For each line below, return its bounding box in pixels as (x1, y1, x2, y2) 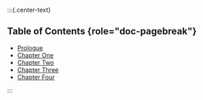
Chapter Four (17, 73, 55, 81)
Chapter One (17, 51, 54, 59)
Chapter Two (17, 58, 54, 66)
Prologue (17, 44, 43, 52)
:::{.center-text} (7, 6, 52, 14)
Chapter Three (17, 65, 59, 74)
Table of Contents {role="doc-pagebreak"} (7, 25, 197, 37)
